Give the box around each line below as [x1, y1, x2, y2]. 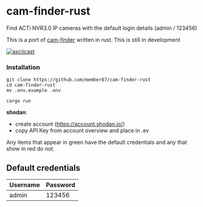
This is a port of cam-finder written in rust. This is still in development [6, 36, 181, 43]
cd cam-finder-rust [6, 82, 56, 89]
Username [9, 181, 41, 189]
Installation [6, 63, 41, 71]
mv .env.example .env [6, 87, 61, 93]
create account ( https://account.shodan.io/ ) [15, 120, 125, 128]
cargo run [6, 98, 32, 104]
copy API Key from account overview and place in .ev [15, 127, 150, 134]
